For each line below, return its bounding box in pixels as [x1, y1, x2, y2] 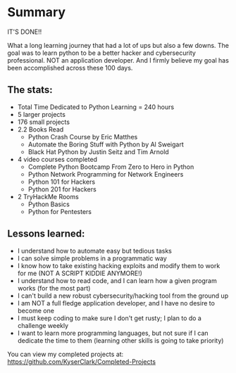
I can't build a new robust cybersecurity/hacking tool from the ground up [17, 291, 229, 300]
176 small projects [17, 118, 70, 126]
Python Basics [27, 200, 70, 208]
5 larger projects [17, 110, 66, 118]
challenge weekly [17, 321, 69, 329]
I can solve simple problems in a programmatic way [17, 254, 167, 263]
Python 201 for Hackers [27, 184, 97, 194]
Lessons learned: [7, 228, 85, 240]
